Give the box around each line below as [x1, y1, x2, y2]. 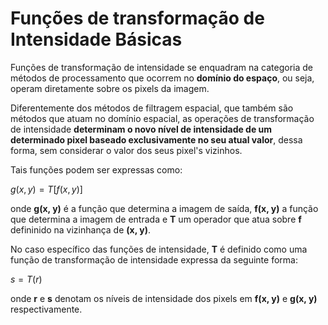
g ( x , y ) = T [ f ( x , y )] [10, 183, 83, 195]
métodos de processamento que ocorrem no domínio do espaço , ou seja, [10, 72, 315, 84]
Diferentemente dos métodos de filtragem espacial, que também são [10, 102, 294, 114]
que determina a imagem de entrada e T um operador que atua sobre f [10, 213, 302, 225]
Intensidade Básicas [10, 28, 183, 51]
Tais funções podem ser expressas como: [10, 163, 183, 176]
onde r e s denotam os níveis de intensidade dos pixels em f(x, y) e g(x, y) [10, 292, 318, 304]
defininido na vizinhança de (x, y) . [10, 223, 151, 236]
